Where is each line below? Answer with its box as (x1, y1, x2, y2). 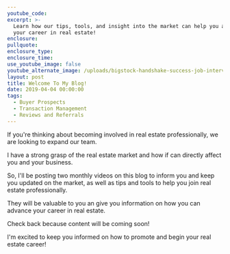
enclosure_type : (7, 48, 53, 55)
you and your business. (7, 158, 73, 166)
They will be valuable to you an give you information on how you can (7, 199, 201, 207)
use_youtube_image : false (7, 61, 81, 68)
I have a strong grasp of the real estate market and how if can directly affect (7, 151, 222, 159)
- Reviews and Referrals (13, 111, 84, 118)
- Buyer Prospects (13, 99, 66, 106)
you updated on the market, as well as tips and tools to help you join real (7, 178, 212, 186)
